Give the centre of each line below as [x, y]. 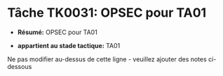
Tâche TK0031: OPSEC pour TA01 [107, 13]
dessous [20, 66]
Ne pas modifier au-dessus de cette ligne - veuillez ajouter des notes [107, 59]
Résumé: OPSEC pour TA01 [58, 32]
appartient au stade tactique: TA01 [69, 45]
